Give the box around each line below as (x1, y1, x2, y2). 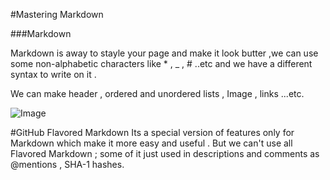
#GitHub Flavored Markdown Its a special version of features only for (10, 127, 295, 138)
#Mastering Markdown (10, 9, 104, 20)
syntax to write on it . (10, 69, 97, 80)
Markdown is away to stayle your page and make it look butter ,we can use (10, 47, 319, 59)
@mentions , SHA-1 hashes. (10, 159, 125, 170)
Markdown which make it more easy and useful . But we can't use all (10, 137, 293, 149)
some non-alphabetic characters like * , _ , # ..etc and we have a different (10, 58, 313, 69)
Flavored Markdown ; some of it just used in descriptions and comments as (10, 148, 320, 159)
